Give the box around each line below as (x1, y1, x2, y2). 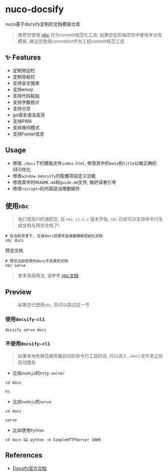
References (5, 451, 43, 460)
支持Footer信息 (12, 131, 45, 137)
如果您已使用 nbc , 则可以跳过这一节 (17, 302, 90, 308)
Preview (5, 288, 32, 296)
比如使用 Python (12, 427, 45, 433)
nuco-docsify (5, 4, 64, 15)
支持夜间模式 (12, 124, 40, 131)
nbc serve (5, 263, 26, 268)
